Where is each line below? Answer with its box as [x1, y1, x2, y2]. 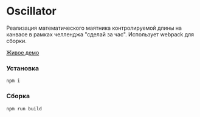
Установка [6, 64, 40, 72]
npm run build [6, 105, 43, 112]
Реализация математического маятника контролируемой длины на [6, 24, 182, 32]
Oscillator [6, 4, 57, 18]
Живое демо [6, 48, 40, 56]
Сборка [6, 92, 30, 101]
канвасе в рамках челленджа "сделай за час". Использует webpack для [6, 30, 195, 38]
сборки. [6, 37, 27, 44]
